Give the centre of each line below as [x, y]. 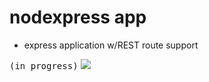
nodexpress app [78, 17]
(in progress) [44, 65]
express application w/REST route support [111, 45]
